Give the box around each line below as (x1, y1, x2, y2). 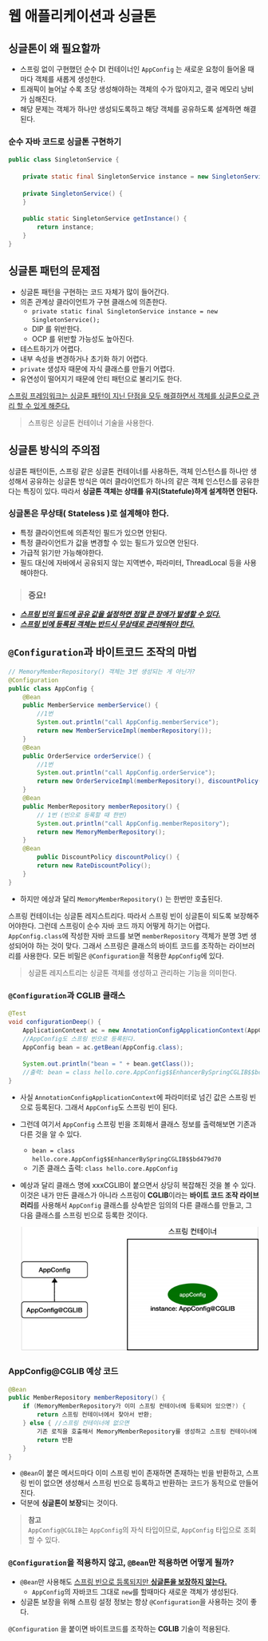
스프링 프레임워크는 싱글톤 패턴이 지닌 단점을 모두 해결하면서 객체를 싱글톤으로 (8, 391, 251, 400)
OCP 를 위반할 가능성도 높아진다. (31, 333, 134, 344)
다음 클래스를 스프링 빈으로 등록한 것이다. (19, 1210, 148, 1220)
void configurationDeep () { (8, 1018, 102, 1026)
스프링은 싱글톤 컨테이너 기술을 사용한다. (27, 417, 154, 428)
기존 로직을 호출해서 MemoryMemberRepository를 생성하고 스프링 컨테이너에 (37, 1428, 258, 1436)
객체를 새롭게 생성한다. (34, 74, 106, 84)
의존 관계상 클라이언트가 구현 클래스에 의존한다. (19, 297, 167, 306)
